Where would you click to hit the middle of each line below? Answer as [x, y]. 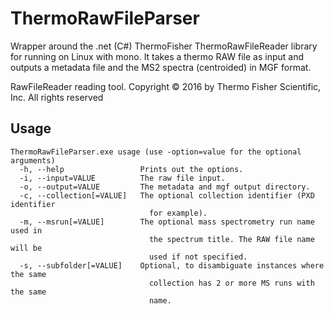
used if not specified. [198, 257]
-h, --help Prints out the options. [131, 169]
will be [26, 248]
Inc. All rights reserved [57, 97]
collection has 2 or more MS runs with [231, 283]
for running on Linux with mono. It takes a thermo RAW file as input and [157, 56]
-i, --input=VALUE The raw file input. [122, 178]
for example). [178, 213]
